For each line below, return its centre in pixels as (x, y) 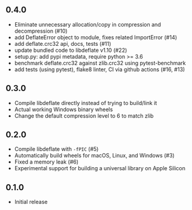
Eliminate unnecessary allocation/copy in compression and (88, 24)
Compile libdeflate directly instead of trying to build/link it (86, 103)
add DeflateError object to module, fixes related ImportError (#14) (96, 37)
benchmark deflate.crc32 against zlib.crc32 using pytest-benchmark (100, 63)
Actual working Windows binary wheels (63, 109)
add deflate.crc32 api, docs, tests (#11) (63, 43)
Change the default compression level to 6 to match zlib (84, 116)
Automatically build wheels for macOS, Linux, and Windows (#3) (94, 156)
